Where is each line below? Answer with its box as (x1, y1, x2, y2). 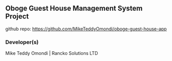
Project (5, 12, 29, 21)
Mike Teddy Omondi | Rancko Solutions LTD (5, 50, 99, 56)
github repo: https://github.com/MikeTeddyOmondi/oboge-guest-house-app (5, 26, 167, 32)
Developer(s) (5, 38, 39, 46)
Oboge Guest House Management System (5, 4, 143, 13)
